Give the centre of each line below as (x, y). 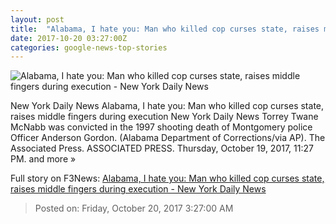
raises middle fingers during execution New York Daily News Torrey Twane (164, 117)
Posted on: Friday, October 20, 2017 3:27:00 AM (134, 208)
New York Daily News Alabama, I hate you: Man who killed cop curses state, (167, 106)
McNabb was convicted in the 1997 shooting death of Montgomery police (161, 127)
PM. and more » (43, 159)
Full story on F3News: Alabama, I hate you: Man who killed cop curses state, (167, 178)
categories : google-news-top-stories (89, 47)
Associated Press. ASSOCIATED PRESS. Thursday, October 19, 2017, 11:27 (162, 148)
